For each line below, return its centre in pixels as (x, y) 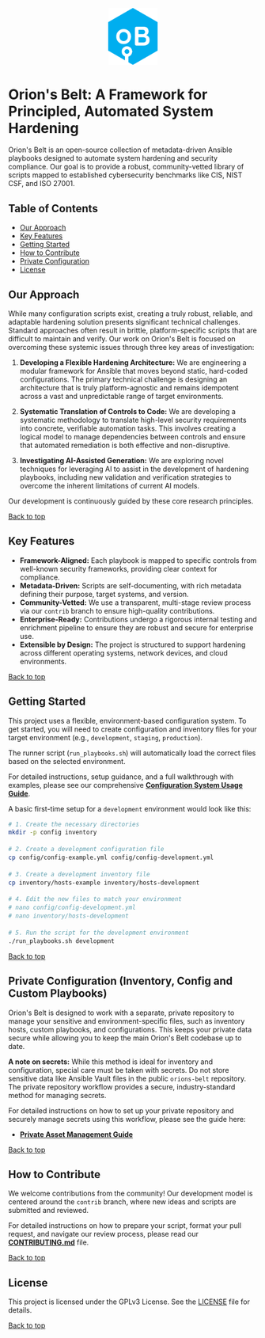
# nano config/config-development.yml (72, 908)
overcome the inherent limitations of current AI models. (110, 485)
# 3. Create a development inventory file (79, 874)
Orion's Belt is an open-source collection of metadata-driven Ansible (120, 150)
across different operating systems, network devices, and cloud (123, 652)
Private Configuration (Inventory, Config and (121, 981)
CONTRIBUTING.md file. (49, 1242)
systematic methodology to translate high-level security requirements (133, 420)
